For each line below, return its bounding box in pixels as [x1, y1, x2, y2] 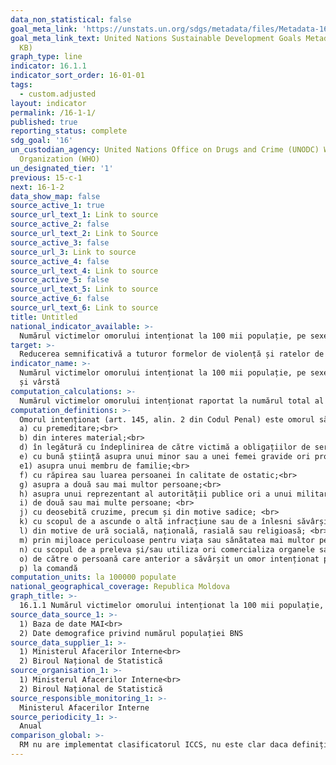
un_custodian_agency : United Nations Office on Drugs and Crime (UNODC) [10, 145, 320, 155]
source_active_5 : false [10, 275, 110, 285]
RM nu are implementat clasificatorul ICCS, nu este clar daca [19, 740, 288, 750]
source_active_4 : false [10, 256, 110, 266]
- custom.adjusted [19, 89, 97, 99]
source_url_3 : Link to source [10, 247, 137, 257]
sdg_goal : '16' [10, 136, 74, 146]
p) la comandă [19, 563, 78, 573]
